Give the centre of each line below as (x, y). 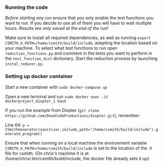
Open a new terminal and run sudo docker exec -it (57, 96)
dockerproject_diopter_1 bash (36, 101)
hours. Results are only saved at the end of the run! (57, 28)
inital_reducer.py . (24, 64)
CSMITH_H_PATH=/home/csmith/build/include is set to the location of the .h (79, 148)
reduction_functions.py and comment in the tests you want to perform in (79, 53)
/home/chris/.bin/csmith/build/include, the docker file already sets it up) (77, 158)
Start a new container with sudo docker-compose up (56, 87)
